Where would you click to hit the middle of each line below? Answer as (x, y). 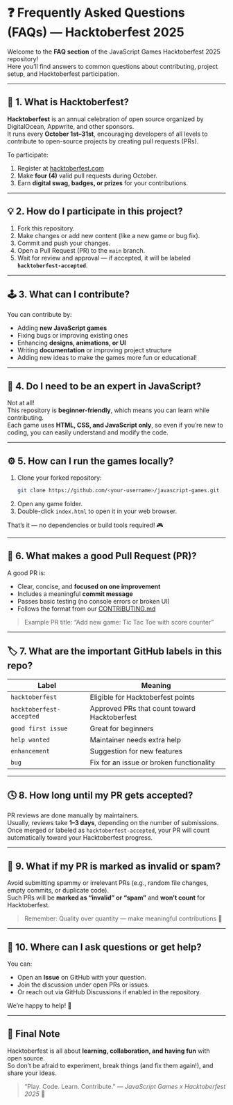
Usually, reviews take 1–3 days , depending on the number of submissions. (113, 823)
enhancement (31, 751)
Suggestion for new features (136, 751)
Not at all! (21, 403)
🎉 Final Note (34, 1034)
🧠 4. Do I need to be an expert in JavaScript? (104, 386)
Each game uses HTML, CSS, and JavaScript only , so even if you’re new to (115, 425)
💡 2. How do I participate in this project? (95, 211)
